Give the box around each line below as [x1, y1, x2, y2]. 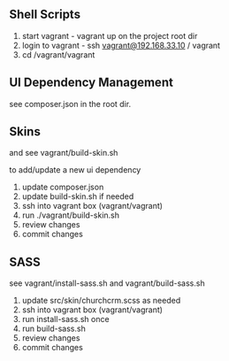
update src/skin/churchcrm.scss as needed [21, 296, 181, 306]
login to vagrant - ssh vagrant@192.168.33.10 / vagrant [21, 40, 221, 50]
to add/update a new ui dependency [9, 165, 141, 175]
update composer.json [21, 181, 104, 193]
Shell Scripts [9, 7, 81, 22]
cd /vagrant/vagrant [21, 49, 95, 60]
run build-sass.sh [21, 323, 86, 334]
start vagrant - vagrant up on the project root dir [21, 30, 198, 41]
